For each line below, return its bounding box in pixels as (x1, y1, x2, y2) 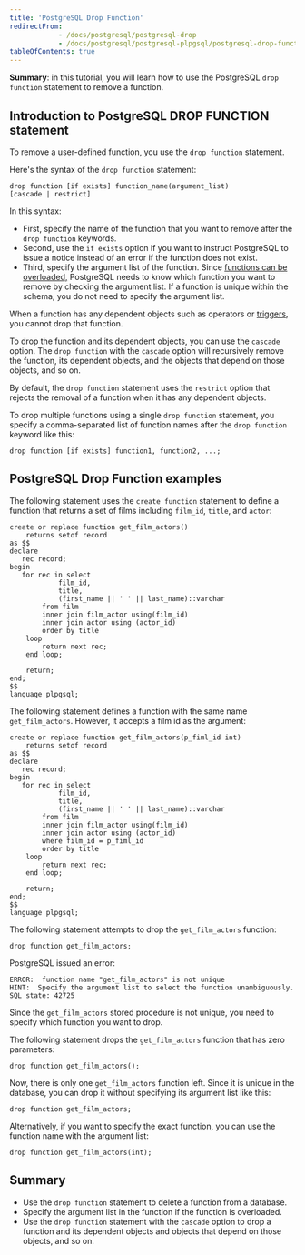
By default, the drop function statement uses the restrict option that (9, 382, 271, 393)
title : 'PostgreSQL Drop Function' (9, 13, 144, 23)
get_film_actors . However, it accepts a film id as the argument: (9, 715, 247, 726)
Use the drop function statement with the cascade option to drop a (22, 1216, 271, 1227)
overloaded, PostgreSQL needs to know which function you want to (22, 271, 276, 282)
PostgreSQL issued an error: (9, 957, 115, 969)
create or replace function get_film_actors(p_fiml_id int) (9, 733, 242, 742)
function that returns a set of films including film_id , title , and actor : (9, 505, 272, 516)
